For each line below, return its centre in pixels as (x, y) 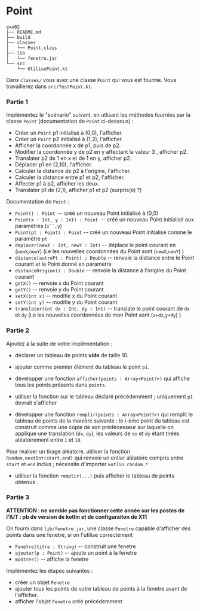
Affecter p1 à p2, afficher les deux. (57, 184)
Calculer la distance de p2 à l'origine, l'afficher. (73, 171)
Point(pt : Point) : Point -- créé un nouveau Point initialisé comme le (103, 232)
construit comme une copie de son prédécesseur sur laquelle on (94, 427)
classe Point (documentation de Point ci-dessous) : (70, 121)
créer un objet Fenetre (42, 582)
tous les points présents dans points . (60, 385)
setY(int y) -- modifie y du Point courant (66, 302)
